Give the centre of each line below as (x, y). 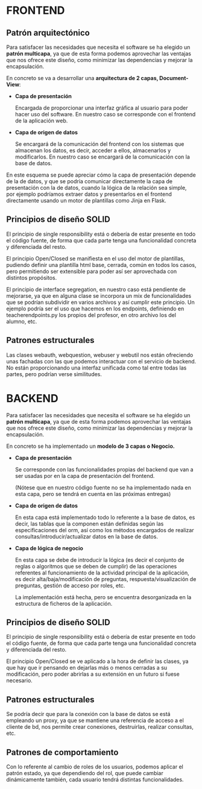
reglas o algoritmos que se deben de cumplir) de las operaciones (96, 566)
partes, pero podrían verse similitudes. (54, 374)
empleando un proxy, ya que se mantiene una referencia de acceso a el (95, 720)
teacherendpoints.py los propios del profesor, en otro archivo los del (91, 315)
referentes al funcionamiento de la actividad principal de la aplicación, (102, 573)
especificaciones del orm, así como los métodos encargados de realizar (104, 530)
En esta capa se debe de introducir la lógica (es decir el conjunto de (99, 560)
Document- (174, 78)
